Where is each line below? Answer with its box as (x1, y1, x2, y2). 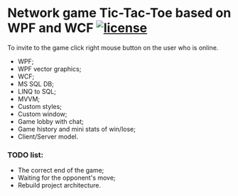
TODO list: (7, 150, 44, 160)
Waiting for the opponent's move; (17, 173, 116, 182)
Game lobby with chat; (17, 117, 84, 125)
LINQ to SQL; (17, 87, 57, 96)
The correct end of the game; (17, 166, 104, 175)
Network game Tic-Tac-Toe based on (7, 5, 232, 21)
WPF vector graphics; (17, 64, 82, 73)
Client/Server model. (17, 132, 79, 141)
